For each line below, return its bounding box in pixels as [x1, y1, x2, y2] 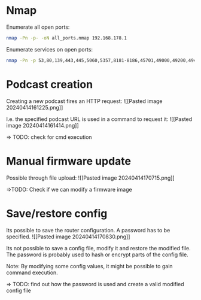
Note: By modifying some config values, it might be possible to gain [6, 262, 173, 269]
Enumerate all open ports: [6, 23, 70, 31]
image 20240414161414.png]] [6, 122, 79, 129]
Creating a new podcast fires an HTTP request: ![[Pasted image [6, 97, 163, 105]
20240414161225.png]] [6, 104, 63, 111]
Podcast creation [6, 77, 93, 91]
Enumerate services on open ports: [6, 46, 93, 53]
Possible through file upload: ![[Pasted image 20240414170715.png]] [6, 174, 175, 181]
